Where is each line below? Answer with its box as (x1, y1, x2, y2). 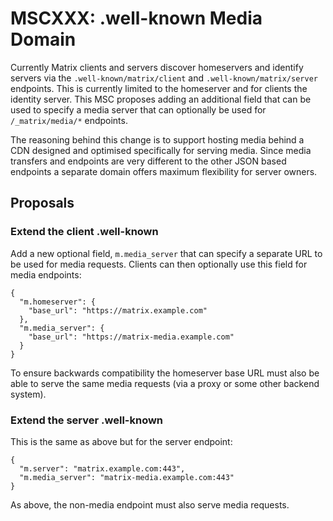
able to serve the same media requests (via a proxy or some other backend (10, 377, 320, 389)
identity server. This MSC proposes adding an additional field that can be (10, 93, 312, 105)
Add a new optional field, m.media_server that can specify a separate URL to (10, 247, 323, 259)
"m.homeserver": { (19, 297, 97, 307)
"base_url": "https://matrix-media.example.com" (28, 332, 235, 342)
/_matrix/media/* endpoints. (10, 114, 128, 126)
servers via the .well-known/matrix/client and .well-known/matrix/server (10, 72, 318, 84)
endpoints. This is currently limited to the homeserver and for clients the (10, 82, 308, 94)
